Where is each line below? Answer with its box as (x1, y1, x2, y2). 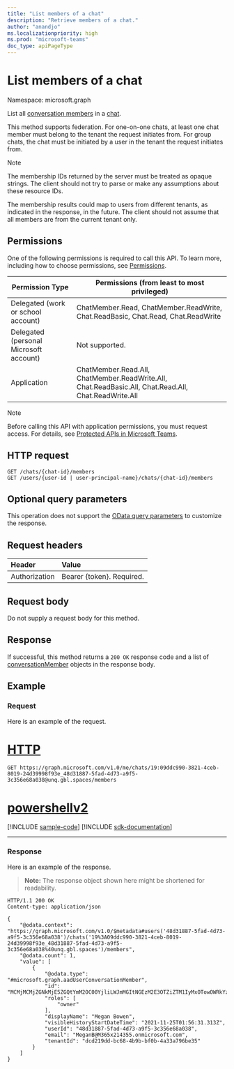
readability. (24, 884, 57, 892)
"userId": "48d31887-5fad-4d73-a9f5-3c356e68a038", (44, 1025, 198, 1032)
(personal (10, 335, 42, 345)
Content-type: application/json (7, 903, 101, 910)
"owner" (56, 1001, 79, 1008)
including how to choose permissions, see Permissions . (7, 261, 167, 269)
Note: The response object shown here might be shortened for (24, 876, 205, 884)
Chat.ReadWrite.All (76, 391, 138, 400)
